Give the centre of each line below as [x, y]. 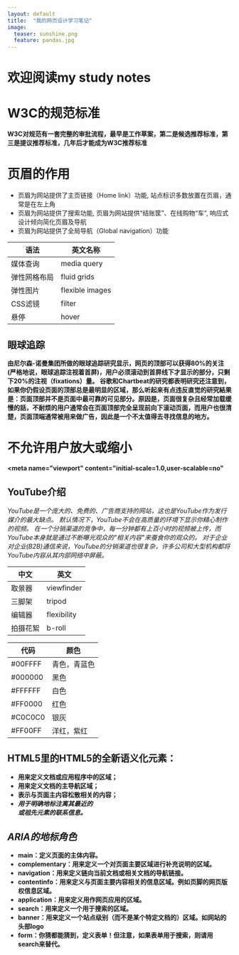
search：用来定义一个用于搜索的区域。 [75, 909]
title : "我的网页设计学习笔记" [50, 21]
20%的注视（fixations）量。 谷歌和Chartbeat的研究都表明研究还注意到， [122, 381]
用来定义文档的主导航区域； [58, 786]
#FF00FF [26, 730]
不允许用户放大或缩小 [70, 448]
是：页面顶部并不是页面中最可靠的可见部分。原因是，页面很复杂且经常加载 [116, 399]
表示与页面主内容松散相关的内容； [68, 794]
